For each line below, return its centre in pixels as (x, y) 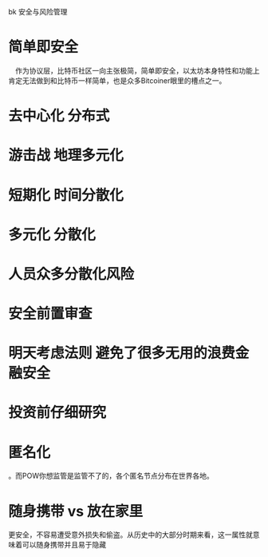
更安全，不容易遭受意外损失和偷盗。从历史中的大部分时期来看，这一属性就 (130, 535)
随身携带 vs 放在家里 (76, 511)
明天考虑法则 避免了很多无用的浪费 (122, 353)
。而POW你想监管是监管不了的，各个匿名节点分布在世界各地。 (111, 476)
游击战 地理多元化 (66, 155)
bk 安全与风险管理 (38, 12)
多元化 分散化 (52, 235)
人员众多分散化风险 (71, 274)
